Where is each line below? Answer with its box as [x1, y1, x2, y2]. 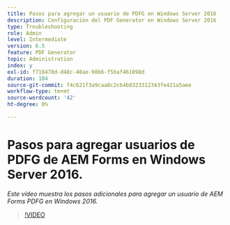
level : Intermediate [7, 36, 68, 43]
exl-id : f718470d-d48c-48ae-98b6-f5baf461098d [7, 68, 145, 75]
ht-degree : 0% [7, 101, 49, 108]
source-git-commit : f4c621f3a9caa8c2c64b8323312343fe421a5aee [7, 82, 192, 88]
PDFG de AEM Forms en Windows [7, 152, 206, 168]
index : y [7, 62, 33, 69]
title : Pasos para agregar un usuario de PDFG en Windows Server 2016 [7, 10, 217, 17]
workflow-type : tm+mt [7, 88, 70, 95]
